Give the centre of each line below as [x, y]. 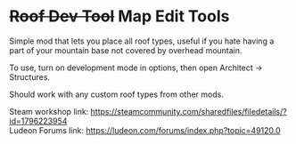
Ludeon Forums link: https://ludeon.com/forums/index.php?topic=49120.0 [145, 130]
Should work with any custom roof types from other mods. [117, 94]
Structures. [30, 76]
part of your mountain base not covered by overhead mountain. [126, 50]
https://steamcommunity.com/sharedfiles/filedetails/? [189, 111]
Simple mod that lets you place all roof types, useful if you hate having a [142, 41]
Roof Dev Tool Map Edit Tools [119, 16]
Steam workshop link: [49, 111]
